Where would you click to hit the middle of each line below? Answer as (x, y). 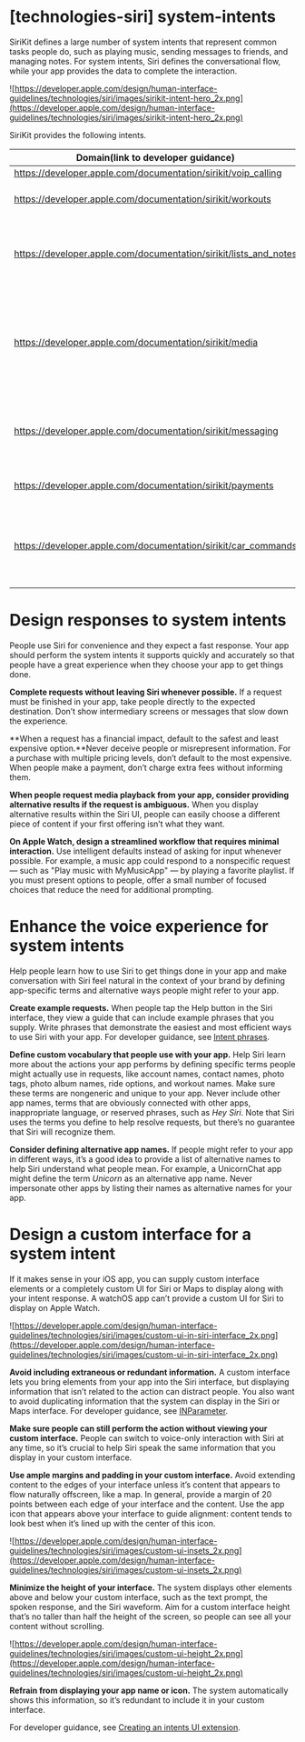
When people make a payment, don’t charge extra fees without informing (146, 767)
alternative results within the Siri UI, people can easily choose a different (145, 814)
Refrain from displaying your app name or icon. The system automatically (149, 1690)
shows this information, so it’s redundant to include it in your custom (137, 1700)
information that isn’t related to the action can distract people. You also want (152, 1391)
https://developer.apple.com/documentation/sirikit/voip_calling (148, 173)
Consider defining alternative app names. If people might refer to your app (151, 1149)
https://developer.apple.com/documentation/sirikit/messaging (146, 431)
